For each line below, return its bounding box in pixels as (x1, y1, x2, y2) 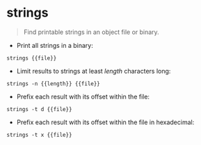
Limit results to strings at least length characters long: (16, 67, 171, 75)
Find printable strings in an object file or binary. (23, 28, 159, 36)
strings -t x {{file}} (6, 131, 72, 138)
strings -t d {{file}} (6, 105, 72, 112)
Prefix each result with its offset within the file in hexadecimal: (16, 118, 195, 126)
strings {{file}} (6, 54, 57, 62)
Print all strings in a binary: (16, 41, 93, 49)
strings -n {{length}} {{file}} (6, 80, 100, 87)
